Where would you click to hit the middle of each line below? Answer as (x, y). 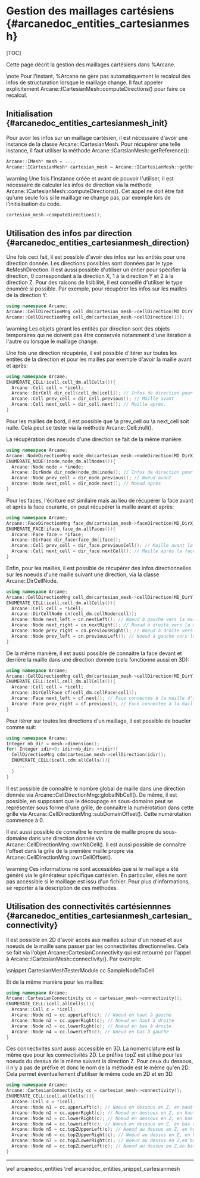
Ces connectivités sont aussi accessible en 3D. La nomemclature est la (93, 1049)
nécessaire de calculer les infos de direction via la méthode (79, 185)
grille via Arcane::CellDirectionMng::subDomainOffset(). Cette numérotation (99, 813)
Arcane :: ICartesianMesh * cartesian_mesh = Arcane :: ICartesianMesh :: (93, 167)
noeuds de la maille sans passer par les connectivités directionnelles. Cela (97, 946)
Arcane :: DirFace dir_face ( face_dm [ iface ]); (66, 540)
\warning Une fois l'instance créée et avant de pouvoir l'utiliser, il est (90, 178)
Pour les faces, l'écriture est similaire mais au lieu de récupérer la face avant (100, 500)
